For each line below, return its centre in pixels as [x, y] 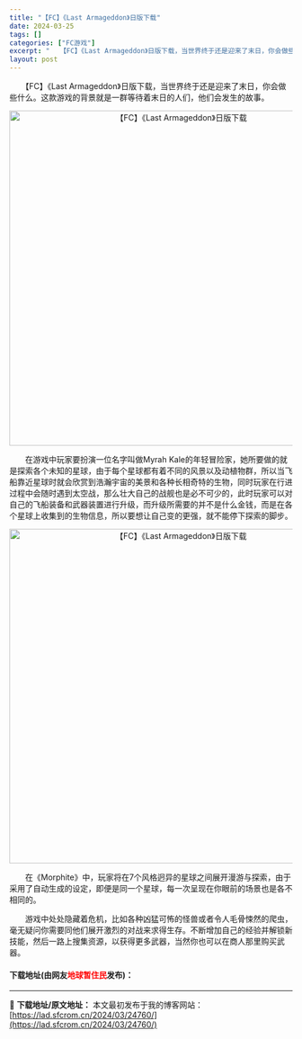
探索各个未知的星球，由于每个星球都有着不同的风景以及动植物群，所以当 [151, 470]
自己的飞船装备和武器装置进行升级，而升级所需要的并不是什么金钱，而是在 [147, 504]
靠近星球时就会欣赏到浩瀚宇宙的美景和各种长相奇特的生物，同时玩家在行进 [155, 482]
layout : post [34, 59]
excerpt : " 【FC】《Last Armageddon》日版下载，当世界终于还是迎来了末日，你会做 [149, 51]
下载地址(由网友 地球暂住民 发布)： [71, 975]
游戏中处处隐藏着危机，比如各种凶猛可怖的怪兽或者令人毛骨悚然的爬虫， [159, 919]
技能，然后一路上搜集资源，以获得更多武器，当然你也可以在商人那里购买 [143, 941]
